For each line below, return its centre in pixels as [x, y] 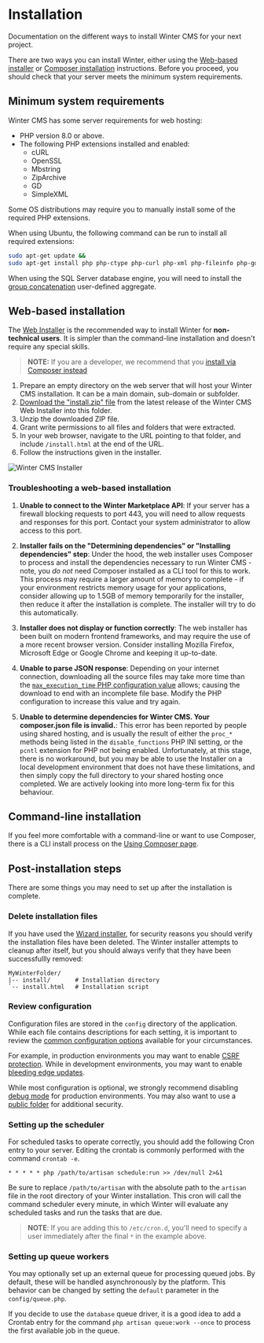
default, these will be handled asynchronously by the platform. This [117, 1282]
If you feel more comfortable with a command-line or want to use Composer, [132, 836]
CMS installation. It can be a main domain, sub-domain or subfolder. [129, 394]
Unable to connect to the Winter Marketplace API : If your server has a [134, 505]
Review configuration [50, 1006]
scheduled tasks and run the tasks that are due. [85, 1212]
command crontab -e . [44, 1159]
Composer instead [57, 371]
